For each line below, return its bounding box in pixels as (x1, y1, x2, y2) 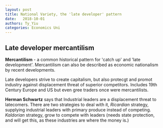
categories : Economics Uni (5, 26, 60, 30)
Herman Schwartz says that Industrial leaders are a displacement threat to (5, 96, 157, 102)
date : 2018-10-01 (5, 16, 45, 21)
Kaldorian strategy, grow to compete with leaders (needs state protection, (5, 112, 155, 118)
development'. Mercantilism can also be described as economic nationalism (5, 62, 159, 68)
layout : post (5, 7, 32, 12)
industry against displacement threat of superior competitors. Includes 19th (5, 81, 158, 87)
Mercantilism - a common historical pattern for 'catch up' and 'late (5, 56, 141, 62)
